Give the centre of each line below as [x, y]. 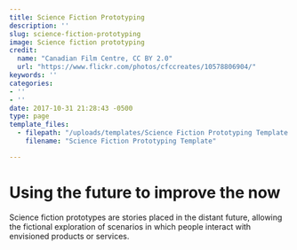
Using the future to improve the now [145, 192]
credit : [24, 51]
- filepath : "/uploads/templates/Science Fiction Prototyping [135, 133]
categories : [31, 83]
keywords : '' [33, 75]
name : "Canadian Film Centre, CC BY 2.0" [95, 59]
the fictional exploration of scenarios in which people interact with [130, 226]
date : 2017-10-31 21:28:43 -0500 [71, 108]
